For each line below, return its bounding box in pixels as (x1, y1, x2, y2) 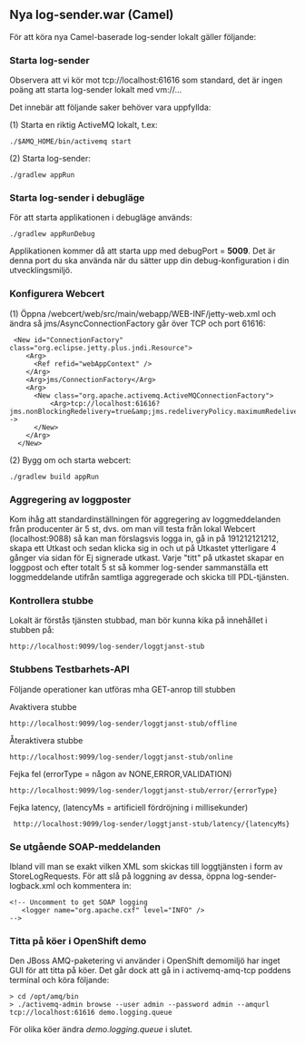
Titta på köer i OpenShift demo (9, 934, 147, 947)
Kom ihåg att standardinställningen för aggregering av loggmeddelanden (9, 514, 281, 525)
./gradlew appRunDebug (9, 230, 95, 239)
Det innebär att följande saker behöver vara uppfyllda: (9, 102, 212, 113)
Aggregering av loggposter (9, 493, 132, 506)
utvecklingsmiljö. (9, 265, 73, 276)
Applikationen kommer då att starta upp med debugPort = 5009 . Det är (9, 245, 276, 257)
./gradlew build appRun (9, 472, 100, 481)
